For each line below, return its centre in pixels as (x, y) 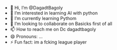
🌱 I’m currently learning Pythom (43, 18)
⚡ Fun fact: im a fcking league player (48, 42)
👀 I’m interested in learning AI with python (54, 13)
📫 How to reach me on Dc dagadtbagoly (53, 29)
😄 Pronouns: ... (26, 36)
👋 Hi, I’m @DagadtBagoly (36, 8)
